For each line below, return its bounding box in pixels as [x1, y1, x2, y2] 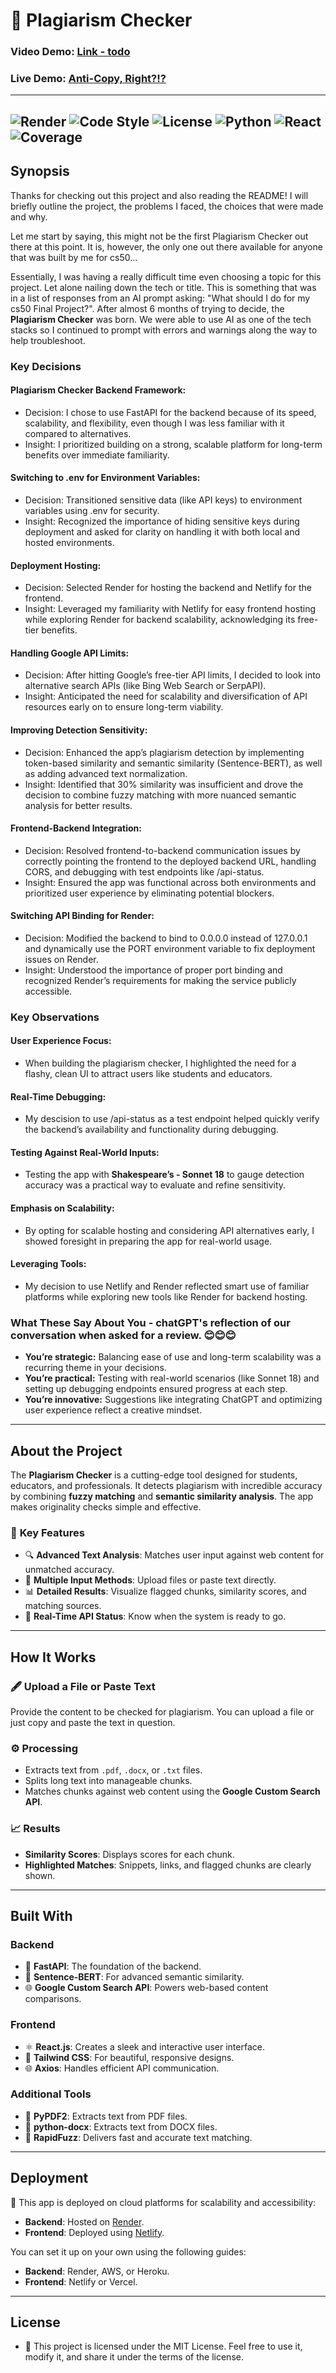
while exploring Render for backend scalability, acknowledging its [24, 614, 296, 626]
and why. [10, 210, 48, 223]
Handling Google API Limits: [10, 647, 130, 659]
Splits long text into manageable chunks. [24, 1775, 193, 1787]
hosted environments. [24, 536, 115, 548]
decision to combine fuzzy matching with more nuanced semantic [24, 789, 297, 801]
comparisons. [24, 1993, 82, 2005]
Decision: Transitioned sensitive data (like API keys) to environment [24, 494, 303, 506]
